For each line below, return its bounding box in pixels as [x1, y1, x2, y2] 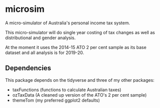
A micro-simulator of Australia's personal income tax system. [5, 20, 130, 26]
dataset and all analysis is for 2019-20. [5, 50, 84, 55]
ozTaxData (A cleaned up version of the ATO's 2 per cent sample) [12, 92, 147, 98]
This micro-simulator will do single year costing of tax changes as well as [5, 29, 155, 35]
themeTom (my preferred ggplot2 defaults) [12, 97, 100, 103]
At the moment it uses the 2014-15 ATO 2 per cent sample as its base [5, 44, 147, 50]
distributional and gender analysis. [5, 35, 76, 41]
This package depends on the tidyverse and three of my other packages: [5, 77, 155, 83]
